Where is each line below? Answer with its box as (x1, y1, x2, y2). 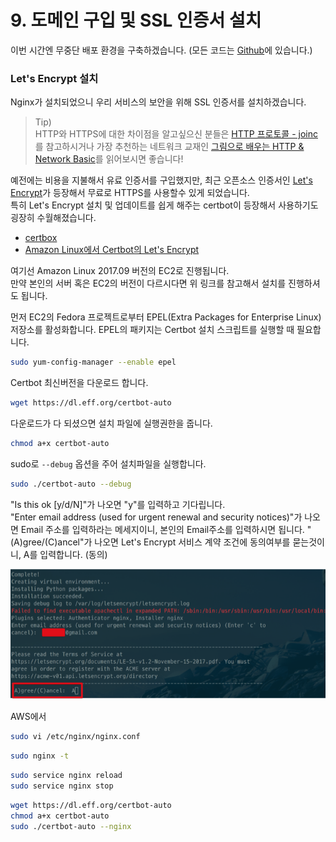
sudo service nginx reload (10, 771, 123, 781)
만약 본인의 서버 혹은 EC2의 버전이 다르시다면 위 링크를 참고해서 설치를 (10, 277, 287, 290)
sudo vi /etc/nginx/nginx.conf (10, 732, 141, 742)
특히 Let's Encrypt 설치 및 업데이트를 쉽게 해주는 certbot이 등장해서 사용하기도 (10, 199, 319, 211)
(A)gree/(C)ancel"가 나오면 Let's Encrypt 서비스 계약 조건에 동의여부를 (10, 536, 291, 548)
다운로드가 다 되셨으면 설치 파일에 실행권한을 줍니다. (10, 417, 213, 429)
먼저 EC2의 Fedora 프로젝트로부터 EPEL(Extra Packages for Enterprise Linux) (10, 311, 322, 323)
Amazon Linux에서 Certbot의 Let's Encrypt (24, 244, 200, 256)
